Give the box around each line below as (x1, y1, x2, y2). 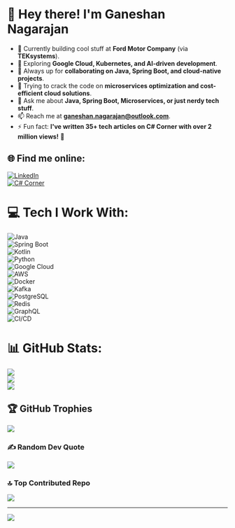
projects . (17, 74, 44, 83)
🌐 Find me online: (7, 153, 85, 165)
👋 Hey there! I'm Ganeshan (7, 6, 166, 22)
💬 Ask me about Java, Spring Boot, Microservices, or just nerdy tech (17, 96, 220, 104)
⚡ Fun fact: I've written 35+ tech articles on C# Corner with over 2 (17, 122, 212, 130)
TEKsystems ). (17, 52, 59, 60)
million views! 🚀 (17, 132, 65, 141)
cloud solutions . (44, 89, 92, 97)
